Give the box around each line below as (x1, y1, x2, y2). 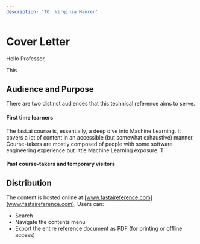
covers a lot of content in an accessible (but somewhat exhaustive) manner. (6, 133, 194, 141)
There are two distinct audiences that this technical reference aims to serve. (6, 100, 195, 108)
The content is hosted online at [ (6, 194, 87, 201)
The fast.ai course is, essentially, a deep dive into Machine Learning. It (6, 127, 181, 135)
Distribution (6, 178, 52, 188)
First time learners (6, 114, 54, 121)
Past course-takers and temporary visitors (6, 161, 116, 168)
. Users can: (74, 200, 104, 207)
